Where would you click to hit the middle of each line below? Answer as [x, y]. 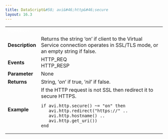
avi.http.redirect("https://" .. [88, 111]
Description [22, 45]
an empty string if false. [68, 51]
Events [16, 62]
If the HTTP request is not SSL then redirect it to [97, 90]
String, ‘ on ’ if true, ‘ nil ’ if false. [76, 82]
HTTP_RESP [55, 65]
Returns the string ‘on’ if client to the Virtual [91, 39]
